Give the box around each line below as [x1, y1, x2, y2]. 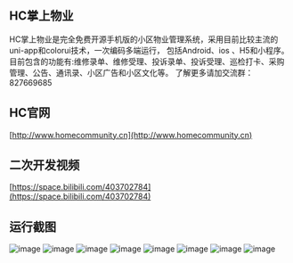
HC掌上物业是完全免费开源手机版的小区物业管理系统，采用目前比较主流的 [9, 34, 279, 45]
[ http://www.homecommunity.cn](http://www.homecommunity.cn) [9, 129, 253, 140]
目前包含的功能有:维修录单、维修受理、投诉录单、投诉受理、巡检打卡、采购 [9, 56, 285, 67]
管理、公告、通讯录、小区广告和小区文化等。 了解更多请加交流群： [9, 67, 254, 78]
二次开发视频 [9, 158, 80, 173]
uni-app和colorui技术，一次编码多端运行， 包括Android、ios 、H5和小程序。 [9, 45, 289, 55]
